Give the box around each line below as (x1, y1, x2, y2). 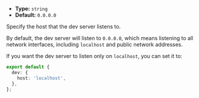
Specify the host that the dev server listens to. (6, 23, 121, 30)
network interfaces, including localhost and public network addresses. (6, 41, 183, 48)
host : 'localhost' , (17, 75, 66, 81)
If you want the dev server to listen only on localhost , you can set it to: (6, 53, 183, 59)
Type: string (14, 5, 48, 12)
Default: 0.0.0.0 (14, 11, 57, 19)
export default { (6, 64, 50, 70)
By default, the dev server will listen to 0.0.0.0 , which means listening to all (6, 35, 194, 41)
